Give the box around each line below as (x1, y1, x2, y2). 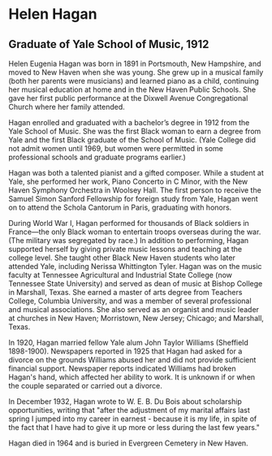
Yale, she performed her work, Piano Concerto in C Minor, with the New (8, 176, 248, 186)
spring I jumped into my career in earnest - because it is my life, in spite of (8, 414, 257, 423)
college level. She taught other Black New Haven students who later (8, 253, 235, 263)
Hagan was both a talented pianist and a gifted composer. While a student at (8, 168, 264, 177)
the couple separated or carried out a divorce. (8, 381, 162, 390)
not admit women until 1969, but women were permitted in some (8, 144, 223, 153)
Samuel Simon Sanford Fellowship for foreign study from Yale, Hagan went (8, 194, 258, 203)
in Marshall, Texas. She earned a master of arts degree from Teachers (8, 288, 243, 297)
